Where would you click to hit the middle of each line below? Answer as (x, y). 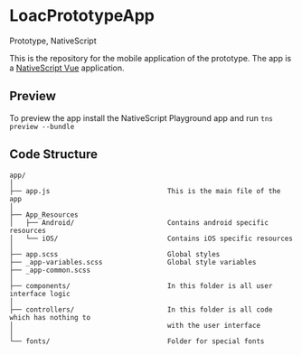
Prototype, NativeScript (53, 41)
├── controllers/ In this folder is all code (141, 309)
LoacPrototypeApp (82, 16)
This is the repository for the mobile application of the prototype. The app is (151, 58)
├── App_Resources (44, 215)
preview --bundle (42, 126)
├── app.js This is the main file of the (145, 191)
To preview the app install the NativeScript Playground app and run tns (141, 117)
